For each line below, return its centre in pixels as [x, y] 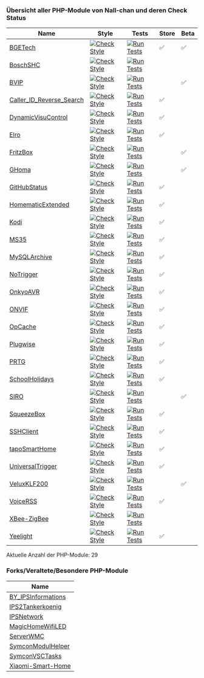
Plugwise [22, 344]
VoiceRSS [23, 501]
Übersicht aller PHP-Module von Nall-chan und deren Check [97, 10]
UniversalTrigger [33, 466]
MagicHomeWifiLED [38, 626]
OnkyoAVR [25, 292]
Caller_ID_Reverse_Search [46, 100]
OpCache [23, 327]
